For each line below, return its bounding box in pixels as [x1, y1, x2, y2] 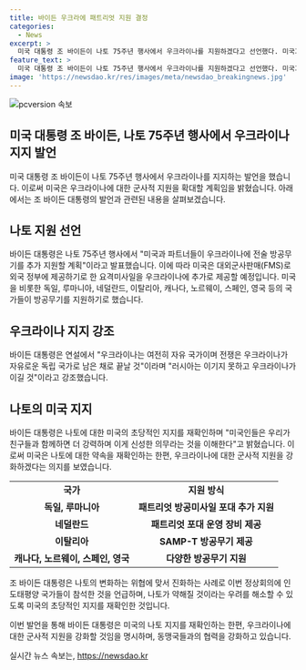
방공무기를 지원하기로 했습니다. [33, 294, 144, 305]
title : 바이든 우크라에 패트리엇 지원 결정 [9, 13, 148, 23]
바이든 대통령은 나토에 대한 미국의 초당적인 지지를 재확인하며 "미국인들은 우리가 [9, 427, 291, 438]
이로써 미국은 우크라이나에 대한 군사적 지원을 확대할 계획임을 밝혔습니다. [21, 182, 277, 193]
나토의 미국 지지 [9, 401, 93, 417]
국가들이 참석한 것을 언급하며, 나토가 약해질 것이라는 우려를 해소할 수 [40, 589, 284, 599]
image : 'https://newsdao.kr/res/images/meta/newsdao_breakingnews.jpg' [9, 73, 287, 82]
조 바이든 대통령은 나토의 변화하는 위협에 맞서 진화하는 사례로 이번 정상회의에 [9, 577, 282, 588]
